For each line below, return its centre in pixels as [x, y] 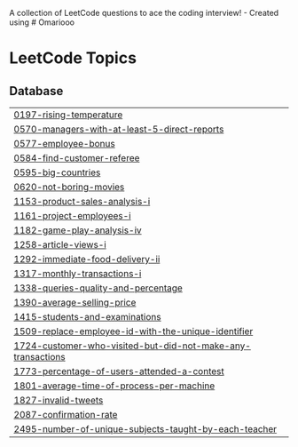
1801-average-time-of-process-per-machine [114, 386]
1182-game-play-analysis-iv [78, 230]
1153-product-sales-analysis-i [82, 201]
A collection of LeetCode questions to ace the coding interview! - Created [144, 13]
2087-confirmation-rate [66, 415]
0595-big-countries [57, 172]
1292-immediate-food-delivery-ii [87, 259]
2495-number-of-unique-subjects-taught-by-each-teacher [145, 429]
